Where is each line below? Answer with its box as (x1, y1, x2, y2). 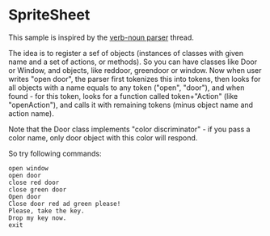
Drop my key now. (8, 213, 67, 222)
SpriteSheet (8, 6, 91, 24)
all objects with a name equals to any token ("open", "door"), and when (8, 83, 245, 92)
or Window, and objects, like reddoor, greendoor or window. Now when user (8, 65, 262, 75)
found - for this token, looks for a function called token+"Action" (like (8, 91, 238, 101)
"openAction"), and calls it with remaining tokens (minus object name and (8, 100, 253, 109)
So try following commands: (8, 148, 102, 158)
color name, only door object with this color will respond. (8, 132, 198, 143)
